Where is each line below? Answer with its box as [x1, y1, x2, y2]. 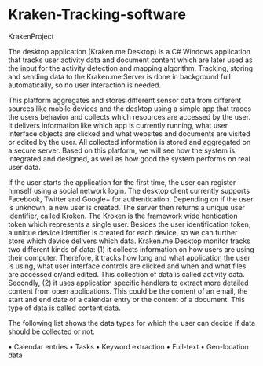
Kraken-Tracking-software [8, 6, 187, 24]
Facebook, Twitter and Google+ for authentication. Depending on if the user [8, 194, 254, 204]
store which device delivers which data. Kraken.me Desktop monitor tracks [8, 236, 251, 246]
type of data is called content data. [8, 303, 121, 312]
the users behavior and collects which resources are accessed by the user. [8, 112, 251, 121]
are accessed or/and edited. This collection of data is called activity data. [8, 269, 245, 279]
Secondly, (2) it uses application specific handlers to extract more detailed [8, 278, 249, 287]
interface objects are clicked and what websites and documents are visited [8, 128, 250, 139]
